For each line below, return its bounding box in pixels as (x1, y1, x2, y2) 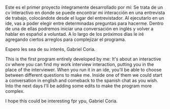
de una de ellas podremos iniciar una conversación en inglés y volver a (5, 26, 154, 32)
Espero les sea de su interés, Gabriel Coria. (5, 46, 95, 52)
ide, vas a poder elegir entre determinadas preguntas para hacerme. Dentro (5, 20, 164, 26)
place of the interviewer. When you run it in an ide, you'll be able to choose (5, 67, 162, 73)
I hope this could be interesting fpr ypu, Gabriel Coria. (5, 98, 118, 104)
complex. (5, 88, 25, 94)
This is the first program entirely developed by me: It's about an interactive (5, 56, 161, 62)
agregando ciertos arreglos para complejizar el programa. (5, 36, 126, 42)
